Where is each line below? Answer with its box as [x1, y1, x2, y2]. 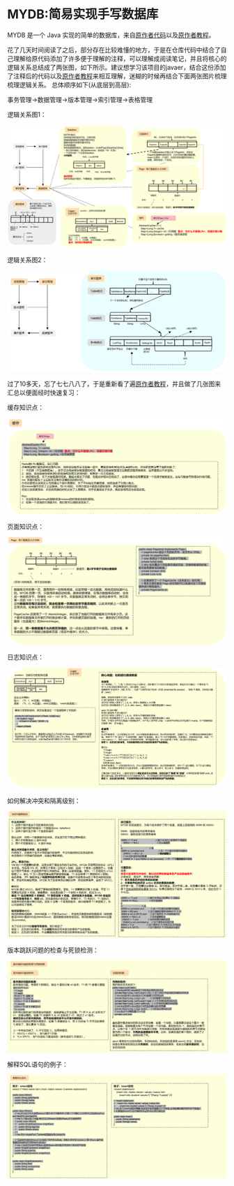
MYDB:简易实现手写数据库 [7, 6, 159, 22]
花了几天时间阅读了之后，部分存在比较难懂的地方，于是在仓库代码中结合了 [7, 45, 221, 54]
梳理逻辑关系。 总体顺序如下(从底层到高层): [7, 80, 132, 89]
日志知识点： [7, 653, 44, 661]
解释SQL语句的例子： [7, 1060, 68, 1069]
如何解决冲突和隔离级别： [7, 796, 81, 805]
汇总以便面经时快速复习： [7, 388, 81, 397]
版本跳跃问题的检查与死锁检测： [7, 946, 99, 954]
